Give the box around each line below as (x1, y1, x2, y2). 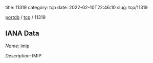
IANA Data (5, 29, 39, 38)
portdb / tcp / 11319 (5, 14, 46, 20)
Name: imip (5, 43, 30, 49)
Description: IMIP (5, 52, 42, 58)
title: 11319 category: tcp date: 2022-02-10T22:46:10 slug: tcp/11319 (5, 5, 148, 10)
